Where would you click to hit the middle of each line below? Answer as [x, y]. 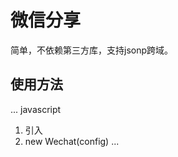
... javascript [36, 109]
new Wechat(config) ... [72, 141]
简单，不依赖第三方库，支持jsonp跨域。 [92, 50]
